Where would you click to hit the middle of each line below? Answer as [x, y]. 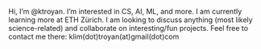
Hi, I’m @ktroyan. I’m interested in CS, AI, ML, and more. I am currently [125, 11]
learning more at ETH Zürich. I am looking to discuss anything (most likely [130, 20]
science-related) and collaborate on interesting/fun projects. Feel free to [128, 28]
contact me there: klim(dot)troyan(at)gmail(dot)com [94, 36]
